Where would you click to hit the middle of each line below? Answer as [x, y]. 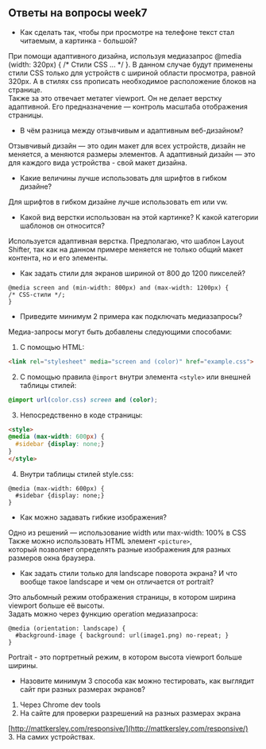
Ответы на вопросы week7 [78, 13]
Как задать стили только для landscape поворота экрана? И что [129, 573]
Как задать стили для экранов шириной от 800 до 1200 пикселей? [133, 273]
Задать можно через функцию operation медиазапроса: [103, 613]
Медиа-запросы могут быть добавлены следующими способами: [120, 332]
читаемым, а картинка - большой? [78, 40]
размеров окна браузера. [52, 558]
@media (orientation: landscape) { [67, 628]
